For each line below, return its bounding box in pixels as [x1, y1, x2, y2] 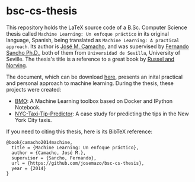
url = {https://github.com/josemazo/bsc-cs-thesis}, [11, 160, 145, 166]
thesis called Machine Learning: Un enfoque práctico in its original [6, 30, 169, 37]
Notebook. [14, 103, 41, 111]
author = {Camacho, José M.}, [11, 150, 86, 156]
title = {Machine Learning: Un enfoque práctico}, [11, 145, 139, 150]
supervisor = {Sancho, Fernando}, [11, 155, 97, 161]
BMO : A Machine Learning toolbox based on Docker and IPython [14, 97, 173, 105]
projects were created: [6, 86, 62, 93]
